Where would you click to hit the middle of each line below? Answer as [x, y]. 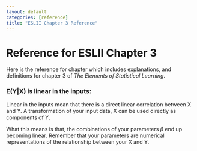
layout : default [26, 12]
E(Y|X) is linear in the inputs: [49, 91]
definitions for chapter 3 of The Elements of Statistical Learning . [86, 76]
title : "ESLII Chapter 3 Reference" [52, 23]
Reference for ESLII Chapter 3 [82, 53]
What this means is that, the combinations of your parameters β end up [94, 129]
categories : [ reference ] [37, 17]
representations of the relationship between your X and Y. [78, 141]
